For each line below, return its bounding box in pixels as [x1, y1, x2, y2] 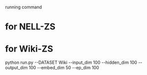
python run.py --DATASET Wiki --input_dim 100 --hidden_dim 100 [5, 59, 137, 65]
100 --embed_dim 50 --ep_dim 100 [28, 65, 99, 71]
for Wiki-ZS [5, 43, 53, 55]
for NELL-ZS [5, 21, 55, 32]
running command [5, 4, 42, 10]
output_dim [5, 65, 28, 71]
